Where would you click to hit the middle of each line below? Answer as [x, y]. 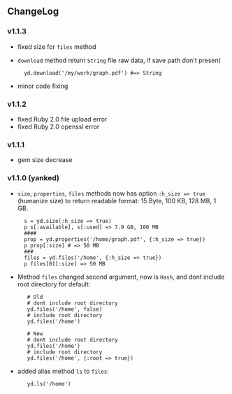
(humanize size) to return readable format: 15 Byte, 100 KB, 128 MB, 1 [117, 200]
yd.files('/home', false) [65, 309]
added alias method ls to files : [63, 371]
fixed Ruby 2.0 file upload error [62, 119]
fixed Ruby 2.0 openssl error [58, 126]
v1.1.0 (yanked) [33, 178]
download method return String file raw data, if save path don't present [119, 60]
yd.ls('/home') [49, 384]
